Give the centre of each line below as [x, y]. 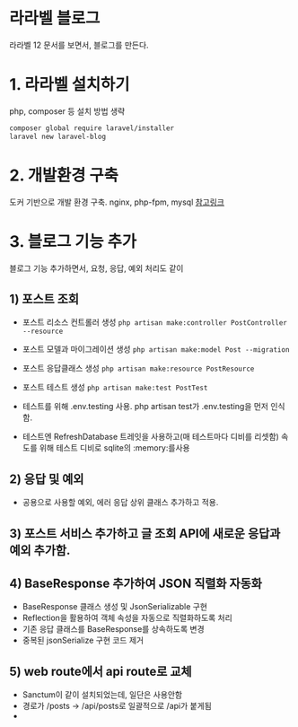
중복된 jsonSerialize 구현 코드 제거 [83, 640]
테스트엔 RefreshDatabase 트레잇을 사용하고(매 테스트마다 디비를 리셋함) [151, 437]
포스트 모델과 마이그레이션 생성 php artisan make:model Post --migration [156, 349]
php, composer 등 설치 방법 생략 [67, 111]
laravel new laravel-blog [57, 136]
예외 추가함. [40, 550]
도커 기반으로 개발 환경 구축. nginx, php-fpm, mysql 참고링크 [117, 202]
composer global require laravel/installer [92, 128]
